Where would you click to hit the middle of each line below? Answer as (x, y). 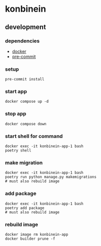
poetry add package (25, 208)
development (25, 27)
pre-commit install (25, 79)
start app (16, 92)
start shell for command (34, 136)
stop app (16, 114)
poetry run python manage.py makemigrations (51, 177)
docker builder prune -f (30, 239)
